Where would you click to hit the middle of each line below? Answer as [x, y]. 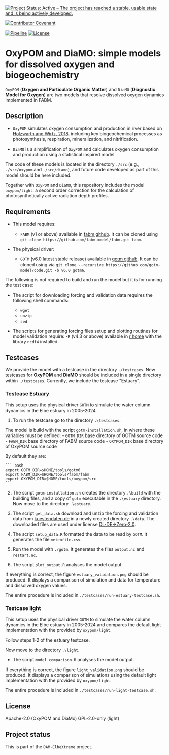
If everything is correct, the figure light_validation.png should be [75, 670]
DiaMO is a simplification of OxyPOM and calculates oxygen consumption [86, 149]
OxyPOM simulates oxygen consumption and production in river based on [87, 128]
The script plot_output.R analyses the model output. [68, 564]
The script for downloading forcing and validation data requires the [83, 295]
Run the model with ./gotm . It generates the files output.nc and [78, 549]
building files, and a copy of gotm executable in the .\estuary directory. [87, 498]
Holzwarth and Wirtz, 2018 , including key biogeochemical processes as [87, 134]
